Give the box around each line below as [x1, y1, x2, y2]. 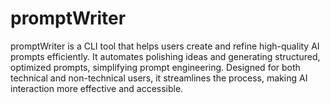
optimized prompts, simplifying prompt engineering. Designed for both [10, 61, 301, 73]
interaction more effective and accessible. [10, 82, 184, 94]
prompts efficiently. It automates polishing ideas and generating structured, [10, 50, 321, 62]
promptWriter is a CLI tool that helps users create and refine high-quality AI [10, 40, 320, 52]
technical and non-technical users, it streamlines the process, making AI [10, 72, 308, 84]
